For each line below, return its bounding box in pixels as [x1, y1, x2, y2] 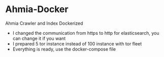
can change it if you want [12, 35, 66, 41]
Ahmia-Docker [5, 4, 69, 15]
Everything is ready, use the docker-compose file [12, 46, 116, 52]
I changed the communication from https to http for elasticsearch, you [12, 30, 159, 36]
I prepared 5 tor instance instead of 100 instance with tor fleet [12, 40, 142, 46]
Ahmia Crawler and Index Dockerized [5, 20, 83, 26]
